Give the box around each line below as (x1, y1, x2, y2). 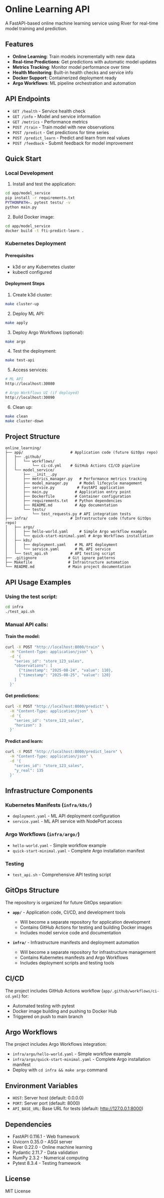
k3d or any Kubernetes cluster (12, 264, 75, 270)
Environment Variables (5, 1081, 78, 1090)
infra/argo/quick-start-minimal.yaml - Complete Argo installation (12, 1056, 150, 1062)
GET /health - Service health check (12, 108, 86, 114)
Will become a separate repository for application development (20, 919, 150, 925)
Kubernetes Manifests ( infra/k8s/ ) (5, 802, 92, 809)
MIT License (5, 1188, 31, 1194)
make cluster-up (5, 301, 39, 306)
